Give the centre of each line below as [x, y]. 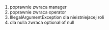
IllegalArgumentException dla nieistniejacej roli [57, 17]
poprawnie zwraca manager [38, 7]
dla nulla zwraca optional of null [42, 22]
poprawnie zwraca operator [38, 12]
